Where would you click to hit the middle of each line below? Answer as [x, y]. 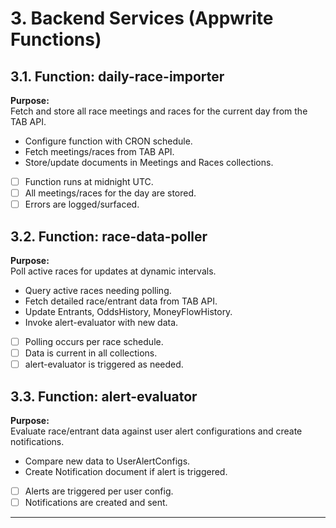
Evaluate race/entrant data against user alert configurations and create [156, 431]
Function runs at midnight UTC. [89, 181]
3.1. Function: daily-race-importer [117, 76]
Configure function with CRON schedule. [108, 141]
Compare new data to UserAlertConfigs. [107, 461]
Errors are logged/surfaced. [82, 204]
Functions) [56, 39]
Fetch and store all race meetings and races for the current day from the [159, 111]
